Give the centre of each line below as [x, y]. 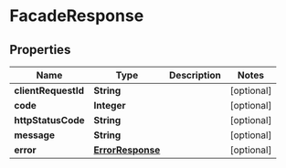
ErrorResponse [127, 150]
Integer [110, 105]
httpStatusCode [49, 120]
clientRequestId [49, 90]
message [34, 135]
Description [195, 75]
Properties [40, 50]
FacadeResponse [77, 16]
